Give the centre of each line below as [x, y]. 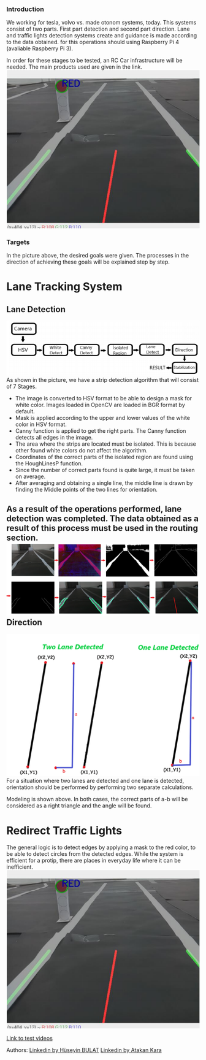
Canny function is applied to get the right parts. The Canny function [101, 431]
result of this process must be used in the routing [102, 528]
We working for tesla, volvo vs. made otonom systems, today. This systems [101, 23]
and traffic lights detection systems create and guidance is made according [102, 36]
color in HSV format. [41, 424]
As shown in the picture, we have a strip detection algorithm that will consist [103, 380]
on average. [30, 476]
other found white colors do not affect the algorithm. [82, 451]
